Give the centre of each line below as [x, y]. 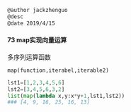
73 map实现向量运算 [37, 40]
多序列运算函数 [29, 57]
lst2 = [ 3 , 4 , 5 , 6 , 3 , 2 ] [36, 89]
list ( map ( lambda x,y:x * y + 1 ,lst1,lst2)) [66, 96]
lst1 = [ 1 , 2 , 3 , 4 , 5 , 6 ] [36, 82]
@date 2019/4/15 [31, 23]
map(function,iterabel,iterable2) [58, 70]
